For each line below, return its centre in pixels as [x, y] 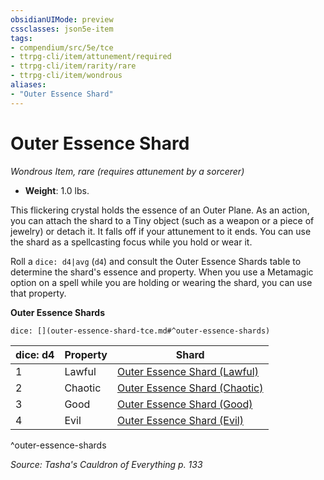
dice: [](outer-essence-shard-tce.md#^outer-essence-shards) [140, 331]
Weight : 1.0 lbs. [57, 190]
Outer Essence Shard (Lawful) [187, 371]
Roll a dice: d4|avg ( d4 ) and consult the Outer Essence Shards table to [156, 261]
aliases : [28, 85]
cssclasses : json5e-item [62, 29]
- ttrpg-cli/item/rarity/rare [73, 66]
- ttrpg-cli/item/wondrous [66, 76]
